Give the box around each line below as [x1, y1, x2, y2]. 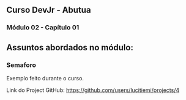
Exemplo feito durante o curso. [6, 75, 84, 82]
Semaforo [6, 61, 37, 69]
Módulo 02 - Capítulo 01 [6, 23, 80, 32]
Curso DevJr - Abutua [6, 5, 91, 15]
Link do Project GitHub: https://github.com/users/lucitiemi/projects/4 [6, 87, 180, 94]
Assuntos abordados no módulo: [6, 42, 133, 53]
